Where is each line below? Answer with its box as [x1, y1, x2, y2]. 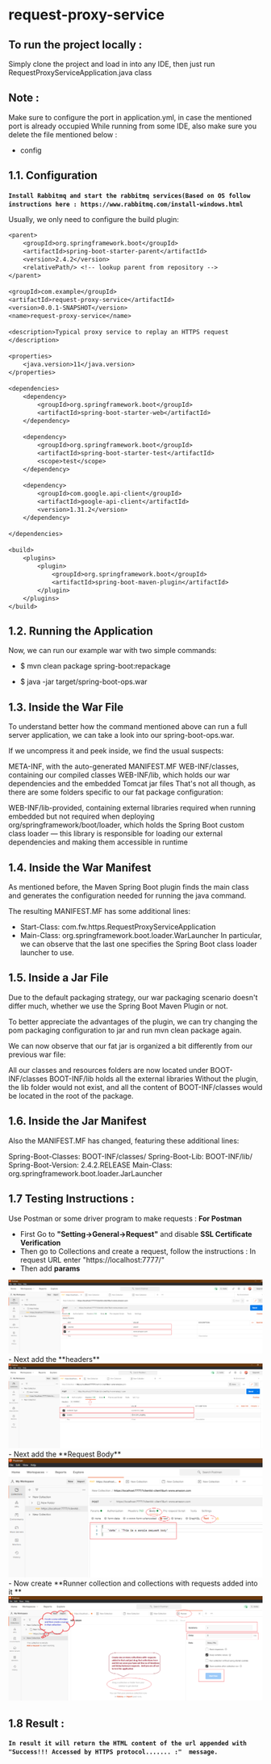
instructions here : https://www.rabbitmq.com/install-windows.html [8, 200, 244, 208]
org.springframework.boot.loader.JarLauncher [8, 1168, 163, 1178]
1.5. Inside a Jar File [8, 971, 109, 985]
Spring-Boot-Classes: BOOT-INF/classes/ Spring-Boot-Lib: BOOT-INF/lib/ [8, 1151, 252, 1161]
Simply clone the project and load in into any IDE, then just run [8, 59, 215, 69]
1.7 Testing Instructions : [8, 1192, 135, 1206]
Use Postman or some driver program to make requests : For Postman [8, 1213, 242, 1223]
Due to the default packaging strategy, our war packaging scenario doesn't [8, 992, 258, 1002]
